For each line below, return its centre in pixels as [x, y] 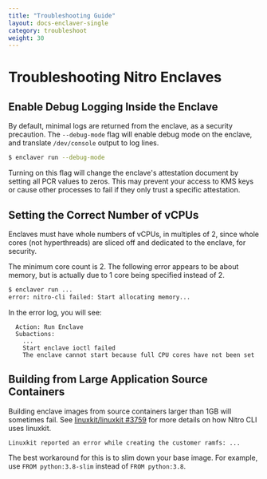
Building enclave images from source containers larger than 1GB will [120, 411]
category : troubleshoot [48, 30]
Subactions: [35, 334]
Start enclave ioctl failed [69, 348]
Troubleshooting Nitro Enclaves [115, 77]
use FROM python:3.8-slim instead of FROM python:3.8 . [97, 466]
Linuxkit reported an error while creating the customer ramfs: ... [124, 443]
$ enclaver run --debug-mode [57, 158]
